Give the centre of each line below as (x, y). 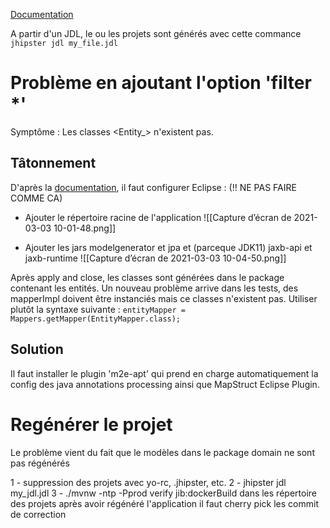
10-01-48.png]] (85, 228)
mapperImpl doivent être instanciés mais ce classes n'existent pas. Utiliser (164, 298)
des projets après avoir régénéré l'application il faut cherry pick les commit (164, 503)
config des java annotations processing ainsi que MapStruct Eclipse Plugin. (165, 384)
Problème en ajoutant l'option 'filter (161, 83)
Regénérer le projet (91, 424)
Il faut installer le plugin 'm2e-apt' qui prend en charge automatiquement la (164, 373)
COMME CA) (36, 198)
